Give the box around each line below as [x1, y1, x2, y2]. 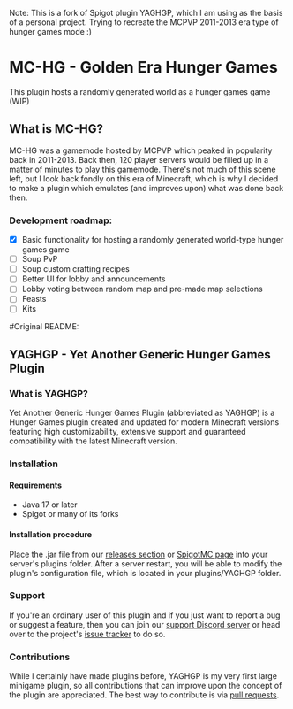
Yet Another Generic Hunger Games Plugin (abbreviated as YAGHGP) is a [9, 407, 275, 419]
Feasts [21, 294, 47, 304]
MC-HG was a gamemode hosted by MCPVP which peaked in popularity [9, 145, 273, 156]
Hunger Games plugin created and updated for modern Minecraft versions [9, 417, 280, 428]
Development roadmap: [9, 214, 113, 227]
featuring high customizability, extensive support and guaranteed [9, 427, 246, 437]
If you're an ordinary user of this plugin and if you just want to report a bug [9, 610, 281, 620]
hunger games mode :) [9, 27, 93, 36]
